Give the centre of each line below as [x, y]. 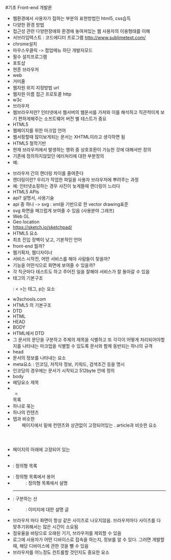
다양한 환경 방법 [28, 25]
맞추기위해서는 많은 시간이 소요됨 [45, 527]
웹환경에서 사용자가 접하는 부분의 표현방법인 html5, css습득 [72, 18]
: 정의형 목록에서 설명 [46, 483]
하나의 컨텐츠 [26, 412]
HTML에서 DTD [28, 333]
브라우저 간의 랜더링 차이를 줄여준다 [48, 173]
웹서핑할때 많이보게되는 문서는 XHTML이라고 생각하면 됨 [69, 137]
